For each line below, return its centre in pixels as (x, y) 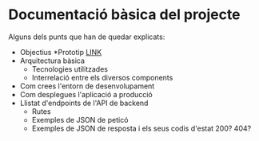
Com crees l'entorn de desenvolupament (87, 86)
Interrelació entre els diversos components (102, 77)
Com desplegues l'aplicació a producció (86, 94)
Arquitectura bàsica (52, 61)
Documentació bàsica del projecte (125, 15)
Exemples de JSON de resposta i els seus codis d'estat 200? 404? (141, 128)
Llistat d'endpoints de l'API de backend (84, 103)
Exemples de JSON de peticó (80, 119)
